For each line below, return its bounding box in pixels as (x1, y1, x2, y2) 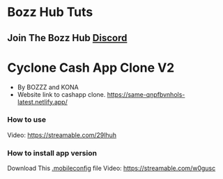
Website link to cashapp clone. (17, 90, 106, 98)
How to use (7, 115, 47, 125)
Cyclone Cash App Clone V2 (7, 60, 175, 75)
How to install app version (7, 148, 98, 157)
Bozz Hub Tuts (7, 4, 93, 20)
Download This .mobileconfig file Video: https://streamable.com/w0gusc (7, 164, 216, 173)
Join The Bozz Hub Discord (7, 32, 128, 44)
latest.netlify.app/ (17, 98, 68, 106)
